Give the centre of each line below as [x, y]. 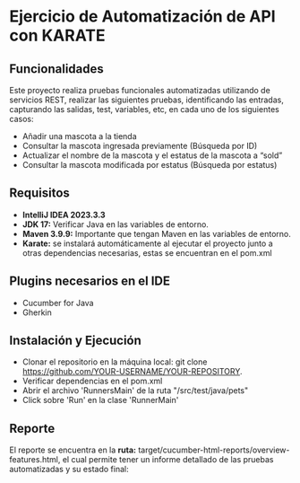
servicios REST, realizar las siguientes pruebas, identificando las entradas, [146, 100]
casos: [21, 119]
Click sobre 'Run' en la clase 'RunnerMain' [100, 400]
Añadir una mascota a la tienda [79, 136]
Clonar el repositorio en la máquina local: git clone [115, 362]
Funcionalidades [57, 69]
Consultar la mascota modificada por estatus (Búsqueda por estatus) [150, 165]
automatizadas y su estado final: [69, 470]
